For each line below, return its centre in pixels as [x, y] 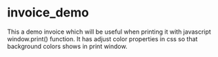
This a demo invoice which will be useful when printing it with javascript [109, 32]
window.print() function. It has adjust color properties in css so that [102, 38]
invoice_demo [48, 13]
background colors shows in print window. [67, 46]
